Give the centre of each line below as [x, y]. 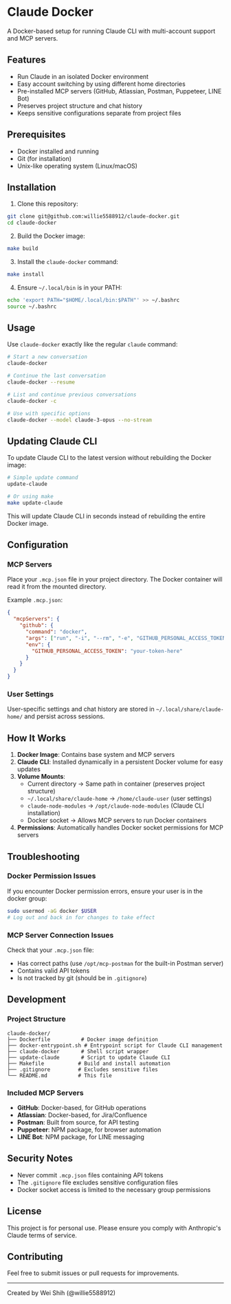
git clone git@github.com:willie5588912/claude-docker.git [93, 217]
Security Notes [40, 1159]
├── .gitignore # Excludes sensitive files [82, 1070]
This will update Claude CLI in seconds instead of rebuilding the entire [107, 516]
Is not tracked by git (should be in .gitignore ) [82, 977]
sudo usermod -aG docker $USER [52, 911]
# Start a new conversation [47, 357]
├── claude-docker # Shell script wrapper [78, 1051]
